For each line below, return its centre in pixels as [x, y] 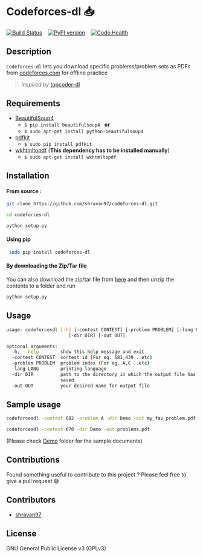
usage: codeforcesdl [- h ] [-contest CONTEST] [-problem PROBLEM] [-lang [100, 330]
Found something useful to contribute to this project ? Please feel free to [96, 474]
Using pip [19, 239]
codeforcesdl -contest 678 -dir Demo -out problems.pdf [78, 430]
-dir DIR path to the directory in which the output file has [104, 374]
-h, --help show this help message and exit [78, 352]
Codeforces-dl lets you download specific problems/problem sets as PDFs [98, 66]
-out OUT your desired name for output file [81, 386]
